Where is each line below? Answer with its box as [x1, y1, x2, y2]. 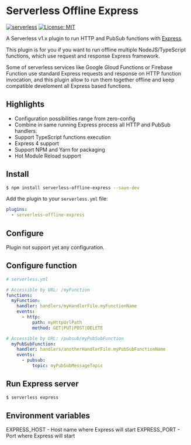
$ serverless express [6, 394, 59, 400]
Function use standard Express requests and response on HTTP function [6, 70, 182, 77]
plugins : [6, 207, 27, 213]
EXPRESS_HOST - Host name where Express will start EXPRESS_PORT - [6, 426, 180, 433]
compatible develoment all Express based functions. [6, 82, 133, 89]
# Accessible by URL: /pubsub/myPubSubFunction [6, 336, 124, 341]
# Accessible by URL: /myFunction [6, 287, 91, 293]
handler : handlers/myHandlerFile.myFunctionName [16, 303, 137, 309]
